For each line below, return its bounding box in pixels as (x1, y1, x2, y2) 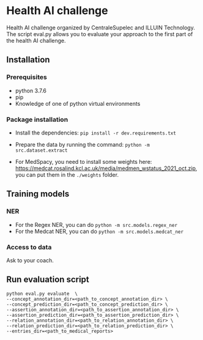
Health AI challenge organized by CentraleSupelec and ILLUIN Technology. (6, 24, 196, 31)
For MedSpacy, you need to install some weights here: (15, 158, 152, 165)
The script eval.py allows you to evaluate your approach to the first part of (6, 30, 193, 37)
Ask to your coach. (6, 256, 54, 264)
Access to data (6, 243, 52, 251)
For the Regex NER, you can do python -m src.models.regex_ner (15, 221, 178, 228)
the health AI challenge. (6, 37, 66, 44)
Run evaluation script (6, 275, 90, 285)
